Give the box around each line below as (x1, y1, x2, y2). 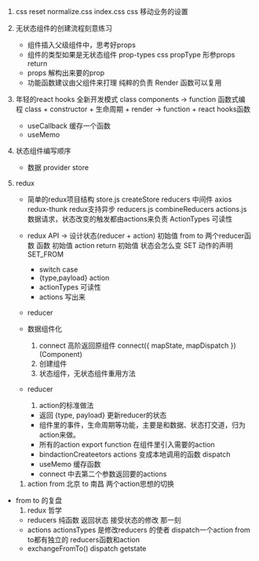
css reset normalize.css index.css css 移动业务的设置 (15, 7, 188, 16)
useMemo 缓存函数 (38, 460, 101, 468)
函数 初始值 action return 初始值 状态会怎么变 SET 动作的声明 (36, 241, 233, 250)
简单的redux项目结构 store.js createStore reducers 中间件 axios (27, 195, 232, 204)
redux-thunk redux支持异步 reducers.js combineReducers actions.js (27, 205, 247, 213)
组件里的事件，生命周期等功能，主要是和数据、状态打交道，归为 (38, 421, 246, 429)
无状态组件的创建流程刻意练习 (15, 24, 112, 33)
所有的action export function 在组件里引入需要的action (38, 440, 216, 449)
